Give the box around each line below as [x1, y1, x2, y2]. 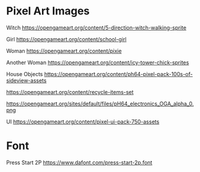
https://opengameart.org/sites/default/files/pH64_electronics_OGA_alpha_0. [6, 100, 194, 107]
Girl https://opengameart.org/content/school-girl [6, 35, 127, 43]
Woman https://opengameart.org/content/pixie [6, 47, 122, 55]
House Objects [6, 70, 43, 77]
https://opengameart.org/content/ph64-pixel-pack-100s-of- [44, 70, 193, 77]
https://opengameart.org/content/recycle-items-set [6, 88, 134, 95]
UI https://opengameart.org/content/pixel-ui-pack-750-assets [6, 118, 160, 125]
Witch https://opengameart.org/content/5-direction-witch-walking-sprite [6, 24, 187, 31]
